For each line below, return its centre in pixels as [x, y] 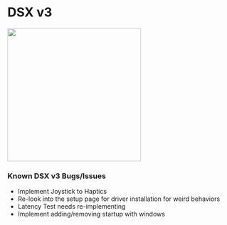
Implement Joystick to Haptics [62, 192]
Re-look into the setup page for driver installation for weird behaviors [119, 199]
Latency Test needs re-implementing [72, 207]
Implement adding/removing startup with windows [91, 214]
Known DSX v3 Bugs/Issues [57, 176]
